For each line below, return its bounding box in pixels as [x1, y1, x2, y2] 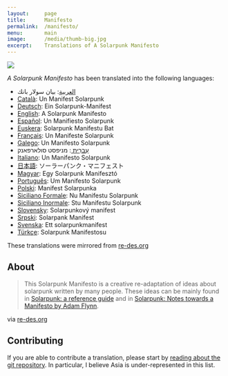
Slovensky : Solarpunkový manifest [17, 206, 116, 214]
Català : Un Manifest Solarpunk [17, 95, 105, 103]
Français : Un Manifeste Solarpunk [17, 132, 114, 139]
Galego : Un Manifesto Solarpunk [17, 139, 111, 147]
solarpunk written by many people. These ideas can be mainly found [23, 287, 220, 295]
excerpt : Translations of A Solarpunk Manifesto [7, 42, 159, 49]
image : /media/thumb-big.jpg [7, 36, 107, 43]
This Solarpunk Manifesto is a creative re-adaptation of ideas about [23, 279, 216, 288]
